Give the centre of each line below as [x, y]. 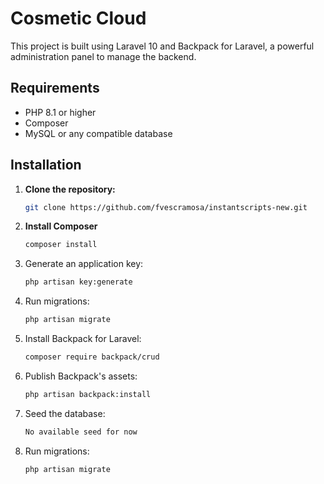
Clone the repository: [70, 189]
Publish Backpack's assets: [81, 376]
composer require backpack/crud [92, 357]
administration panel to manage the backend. [103, 56]
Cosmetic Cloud [78, 18]
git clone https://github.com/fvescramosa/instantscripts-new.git [166, 207]
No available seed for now [81, 432]
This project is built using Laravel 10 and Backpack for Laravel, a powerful [162, 46]
